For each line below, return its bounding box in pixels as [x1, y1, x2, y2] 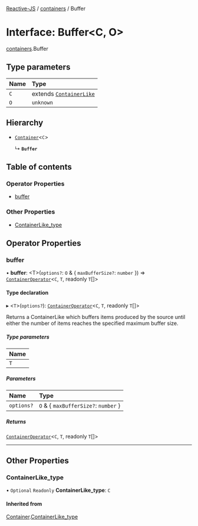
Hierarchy [6, 118, 44, 128]
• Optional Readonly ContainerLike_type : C [6, 486, 111, 494]
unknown [31, 99, 53, 106]
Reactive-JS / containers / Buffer [6, 5, 86, 12]
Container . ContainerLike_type [6, 513, 78, 521]
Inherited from [6, 500, 42, 507]
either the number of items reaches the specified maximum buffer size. [6, 320, 179, 327]
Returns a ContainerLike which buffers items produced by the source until [6, 314, 186, 321]
